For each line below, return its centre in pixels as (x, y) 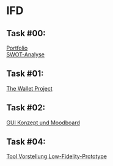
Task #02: (26, 108)
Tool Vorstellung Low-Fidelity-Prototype (56, 156)
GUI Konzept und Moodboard (43, 123)
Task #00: (26, 33)
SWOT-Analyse (25, 55)
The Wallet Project (30, 88)
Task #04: (26, 142)
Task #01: (25, 74)
